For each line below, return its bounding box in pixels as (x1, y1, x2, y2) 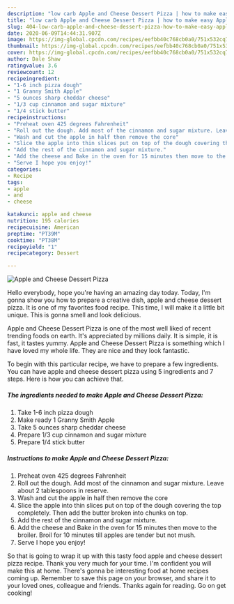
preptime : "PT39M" (7, 230, 61, 237)
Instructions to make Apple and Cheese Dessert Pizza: (7, 454, 169, 462)
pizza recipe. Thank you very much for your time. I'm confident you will (7, 559, 212, 568)
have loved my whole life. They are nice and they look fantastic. (7, 347, 190, 355)
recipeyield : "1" (7, 243, 58, 250)
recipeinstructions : (7, 114, 68, 121)
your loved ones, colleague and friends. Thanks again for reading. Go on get (7, 582, 226, 590)
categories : (7, 165, 42, 173)
